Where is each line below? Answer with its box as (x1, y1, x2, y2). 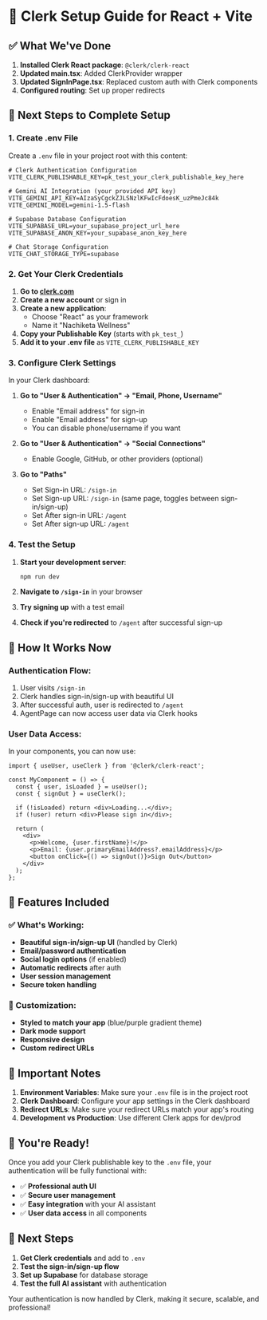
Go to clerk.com (19, 287, 74, 296)
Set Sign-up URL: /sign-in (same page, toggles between (31, 494, 219, 504)
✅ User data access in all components (19, 1208, 147, 1218)
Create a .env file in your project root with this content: (8, 151, 188, 160)
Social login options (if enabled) (19, 954, 127, 964)
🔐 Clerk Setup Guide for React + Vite (8, 7, 253, 26)
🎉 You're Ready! (8, 1136, 90, 1150)
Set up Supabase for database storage (19, 1270, 149, 1279)
